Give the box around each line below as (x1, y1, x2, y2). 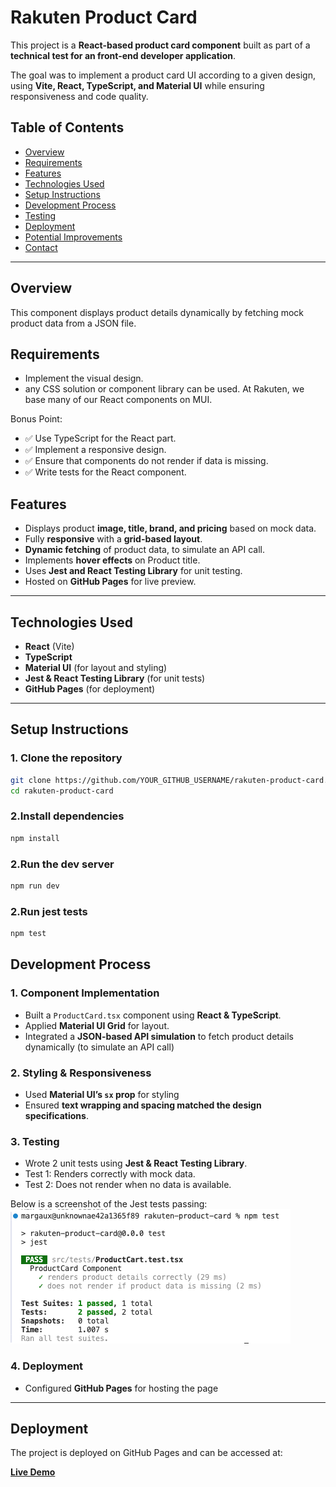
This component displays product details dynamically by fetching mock (10, 306, 304, 318)
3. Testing (10, 1134, 60, 1148)
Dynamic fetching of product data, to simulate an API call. (24, 544, 266, 556)
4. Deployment (10, 1359, 84, 1373)
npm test (10, 929, 47, 939)
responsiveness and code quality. (10, 90, 149, 102)
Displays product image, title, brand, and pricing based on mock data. (24, 522, 317, 535)
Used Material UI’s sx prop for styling (24, 1088, 180, 1100)
